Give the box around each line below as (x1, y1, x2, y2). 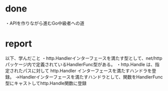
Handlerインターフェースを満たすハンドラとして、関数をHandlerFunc (19, 73, 163, 80)
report (5, 38, 32, 49)
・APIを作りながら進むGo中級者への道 (5, 20, 85, 26)
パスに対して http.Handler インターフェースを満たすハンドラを (22, 67, 152, 73)
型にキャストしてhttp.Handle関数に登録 (5, 80, 87, 86)
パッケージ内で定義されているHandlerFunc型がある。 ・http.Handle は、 (5, 61, 155, 67)
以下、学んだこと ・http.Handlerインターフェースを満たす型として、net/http (5, 55, 162, 61)
